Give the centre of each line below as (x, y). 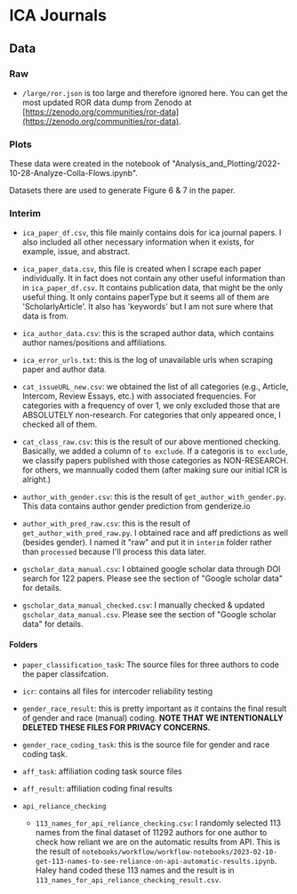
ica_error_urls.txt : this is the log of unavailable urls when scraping (148, 360)
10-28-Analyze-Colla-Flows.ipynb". (73, 173)
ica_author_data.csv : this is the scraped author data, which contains (148, 334)
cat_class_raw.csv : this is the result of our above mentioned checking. (151, 442)
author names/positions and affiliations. (94, 342)
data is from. (45, 316)
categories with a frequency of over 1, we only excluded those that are (151, 406)
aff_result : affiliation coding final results (97, 788)
